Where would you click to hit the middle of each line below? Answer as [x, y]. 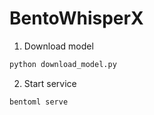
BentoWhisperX [76, 18]
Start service [50, 83]
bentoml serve [39, 102]
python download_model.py [63, 64]
